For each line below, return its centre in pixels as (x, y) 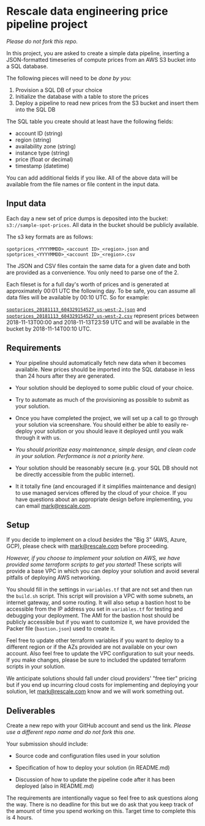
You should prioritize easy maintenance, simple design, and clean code (106, 449)
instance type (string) (42, 153)
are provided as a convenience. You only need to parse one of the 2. (93, 272)
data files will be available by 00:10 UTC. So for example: (78, 297)
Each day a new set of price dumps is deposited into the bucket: (87, 218)
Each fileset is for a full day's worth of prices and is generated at (88, 284)
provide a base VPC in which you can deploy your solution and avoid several (103, 571)
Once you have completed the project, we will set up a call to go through (107, 418)
